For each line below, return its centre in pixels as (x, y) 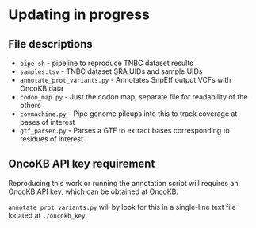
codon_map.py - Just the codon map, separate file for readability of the (134, 97)
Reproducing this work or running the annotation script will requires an (123, 183)
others (30, 105)
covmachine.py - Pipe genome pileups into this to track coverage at (128, 114)
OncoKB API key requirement (82, 164)
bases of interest (47, 122)
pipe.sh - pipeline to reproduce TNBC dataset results (107, 63)
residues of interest (52, 139)
